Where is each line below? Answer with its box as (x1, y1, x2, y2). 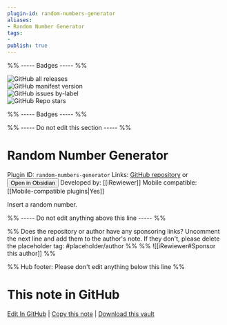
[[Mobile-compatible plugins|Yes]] (7, 187, 105, 195)
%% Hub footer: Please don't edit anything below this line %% (7, 262, 185, 270)
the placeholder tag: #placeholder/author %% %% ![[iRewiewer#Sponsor (7, 241, 216, 250)
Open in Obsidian (10, 179, 55, 187)
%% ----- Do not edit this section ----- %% (7, 124, 132, 131)
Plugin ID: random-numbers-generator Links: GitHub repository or (7, 170, 188, 178)
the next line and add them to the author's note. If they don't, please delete (7, 234, 220, 243)
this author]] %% (7, 249, 56, 257)
